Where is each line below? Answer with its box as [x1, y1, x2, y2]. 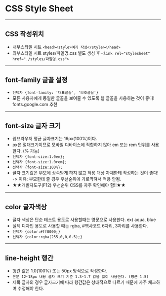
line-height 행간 [5, 254, 53, 262]
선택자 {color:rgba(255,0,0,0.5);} [12, 235, 83, 240]
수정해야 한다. [17, 286, 44, 291]
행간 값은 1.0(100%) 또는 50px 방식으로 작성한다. [12, 268, 108, 274]
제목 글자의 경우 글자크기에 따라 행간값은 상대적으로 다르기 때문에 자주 [12, 279, 147, 285]
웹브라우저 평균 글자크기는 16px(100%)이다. [12, 136, 97, 142]
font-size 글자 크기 [5, 121, 61, 130]
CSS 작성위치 [5, 30, 44, 38]
